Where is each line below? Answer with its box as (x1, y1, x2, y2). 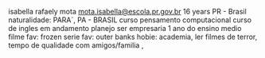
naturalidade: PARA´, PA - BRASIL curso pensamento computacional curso (8, 15, 252, 25)
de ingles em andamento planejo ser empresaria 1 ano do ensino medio (8, 24, 242, 33)
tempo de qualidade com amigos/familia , (8, 41, 144, 50)
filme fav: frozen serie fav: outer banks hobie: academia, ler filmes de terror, (8, 32, 258, 41)
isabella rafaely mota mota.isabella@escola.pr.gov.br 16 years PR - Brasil (8, 7, 247, 16)
